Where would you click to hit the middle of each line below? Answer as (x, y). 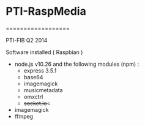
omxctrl (33, 96)
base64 (33, 77)
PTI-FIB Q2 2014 (27, 40)
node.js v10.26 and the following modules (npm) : (77, 64)
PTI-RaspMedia (46, 11)
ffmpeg (24, 116)
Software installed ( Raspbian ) (44, 52)
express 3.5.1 (40, 70)
